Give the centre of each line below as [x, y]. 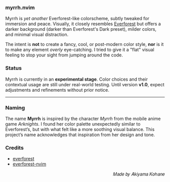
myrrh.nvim [20, 8]
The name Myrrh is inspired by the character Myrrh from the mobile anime [83, 118]
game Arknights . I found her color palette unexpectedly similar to [73, 124]
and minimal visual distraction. [37, 35]
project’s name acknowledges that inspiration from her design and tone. [80, 135]
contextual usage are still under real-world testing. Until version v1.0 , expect [85, 84]
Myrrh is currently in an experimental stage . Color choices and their [77, 79]
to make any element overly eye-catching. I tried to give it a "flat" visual [80, 50]
